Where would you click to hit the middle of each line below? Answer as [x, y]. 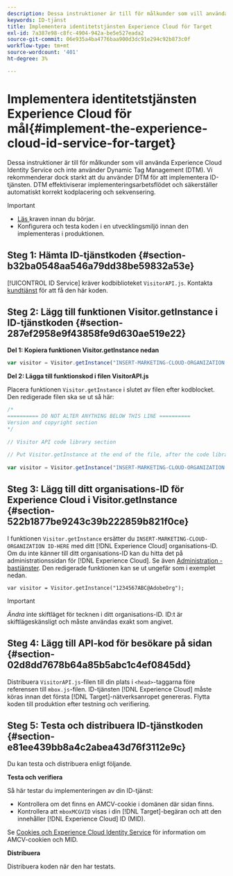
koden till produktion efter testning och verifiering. [79, 703]
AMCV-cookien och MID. [43, 840]
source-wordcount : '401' [43, 53]
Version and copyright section [52, 422]
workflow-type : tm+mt [38, 46]
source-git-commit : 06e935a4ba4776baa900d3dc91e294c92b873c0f [99, 40]
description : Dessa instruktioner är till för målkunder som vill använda [118, 14]
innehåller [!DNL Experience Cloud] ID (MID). [81, 819]
